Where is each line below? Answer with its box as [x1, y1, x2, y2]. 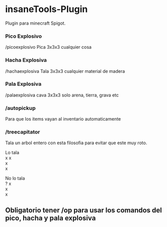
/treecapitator [5, 129, 40, 136]
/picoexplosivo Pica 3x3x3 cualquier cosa [5, 44, 92, 50]
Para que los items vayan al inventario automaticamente [5, 116, 121, 122]
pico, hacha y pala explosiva [5, 213, 96, 222]
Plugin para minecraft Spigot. [5, 20, 66, 26]
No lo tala [5, 175, 25, 181]
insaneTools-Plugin [5, 4, 88, 15]
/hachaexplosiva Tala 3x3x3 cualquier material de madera [5, 68, 125, 74]
